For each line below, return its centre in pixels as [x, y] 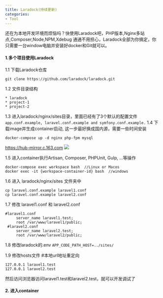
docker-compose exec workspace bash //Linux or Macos [62, 167]
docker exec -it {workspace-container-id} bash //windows [67, 171]
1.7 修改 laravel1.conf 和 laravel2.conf [42, 204]
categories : [17, 14]
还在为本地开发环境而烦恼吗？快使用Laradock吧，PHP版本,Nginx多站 [75, 33]
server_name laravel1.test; [45, 218]
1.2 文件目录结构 [22, 88]
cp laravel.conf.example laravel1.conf [46, 190]
